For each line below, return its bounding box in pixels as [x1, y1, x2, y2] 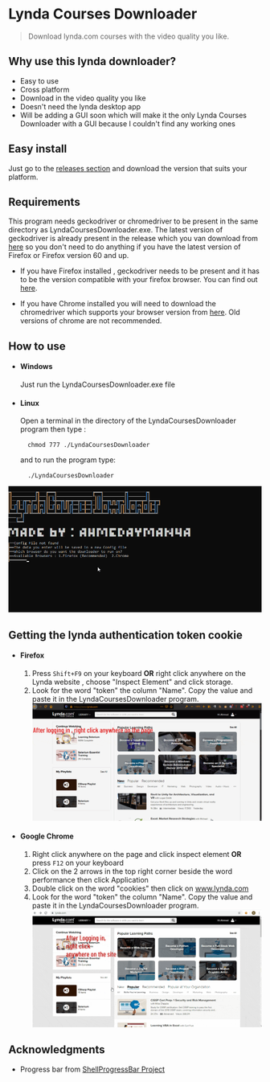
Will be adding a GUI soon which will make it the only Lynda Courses [19, 110, 247, 120]
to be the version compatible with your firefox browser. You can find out [19, 275, 259, 285]
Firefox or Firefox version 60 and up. [8, 251, 129, 260]
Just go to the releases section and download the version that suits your [8, 163, 247, 173]
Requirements [8, 195, 80, 209]
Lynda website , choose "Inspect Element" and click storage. [31, 677, 233, 686]
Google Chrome [19, 831, 74, 841]
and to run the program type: [19, 455, 117, 465]
